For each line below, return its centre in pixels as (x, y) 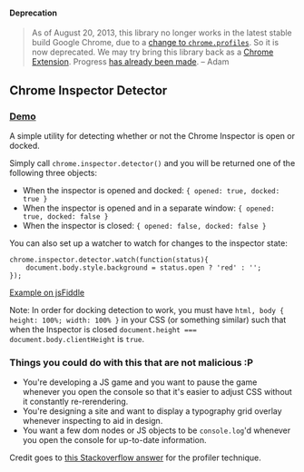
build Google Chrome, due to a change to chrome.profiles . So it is (155, 43)
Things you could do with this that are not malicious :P (132, 362)
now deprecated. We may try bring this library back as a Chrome (152, 52)
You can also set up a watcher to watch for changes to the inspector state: (148, 243)
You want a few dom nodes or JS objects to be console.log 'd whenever (157, 430)
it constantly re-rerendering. (75, 402)
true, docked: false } (65, 216)
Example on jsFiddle (47, 292)
